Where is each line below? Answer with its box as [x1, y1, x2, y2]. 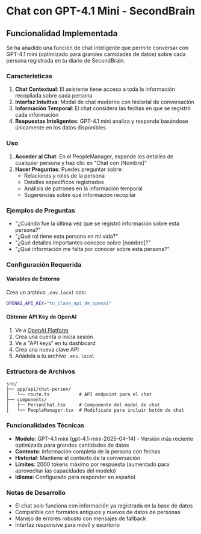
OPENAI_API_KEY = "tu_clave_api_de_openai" [6, 300, 112, 306]
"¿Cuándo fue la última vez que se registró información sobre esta [14, 220, 179, 227]
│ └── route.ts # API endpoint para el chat [6, 391, 152, 398]
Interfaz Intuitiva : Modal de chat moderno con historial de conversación [14, 98, 194, 106]
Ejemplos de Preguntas [6, 206, 75, 214]
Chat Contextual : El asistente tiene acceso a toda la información [14, 85, 176, 93]
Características [6, 72, 52, 80]
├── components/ [6, 397, 47, 403]
